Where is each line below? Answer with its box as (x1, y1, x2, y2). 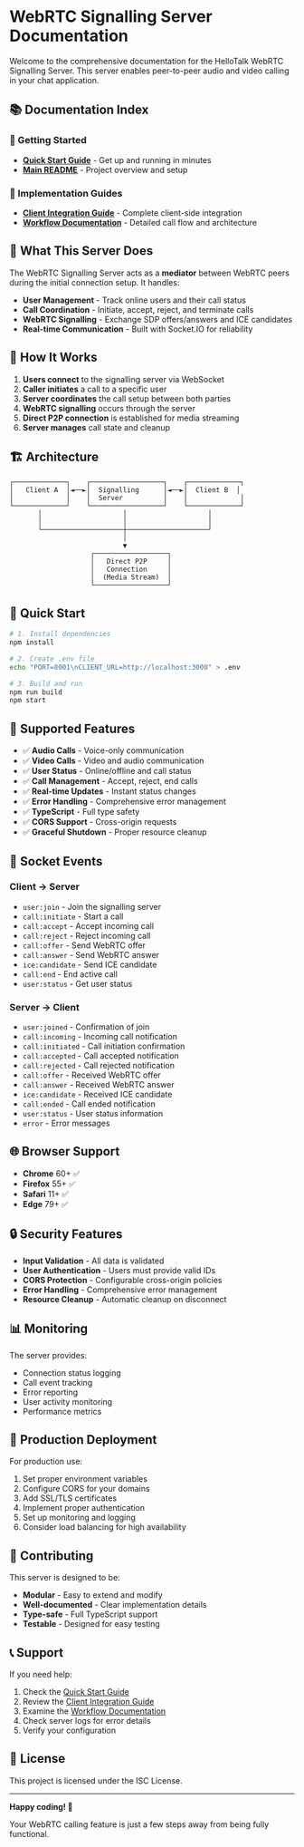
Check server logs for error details (22, 1715, 151, 1726)
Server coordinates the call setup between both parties (22, 392, 232, 404)
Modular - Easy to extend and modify (22, 1590, 163, 1600)
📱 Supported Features (9, 720, 136, 736)
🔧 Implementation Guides (9, 187, 123, 199)
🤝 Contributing (9, 1548, 94, 1563)
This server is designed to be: (9, 1572, 120, 1583)
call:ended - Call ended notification (22, 1098, 157, 1109)
